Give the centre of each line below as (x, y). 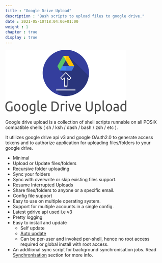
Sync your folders (31, 174)
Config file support (32, 196)
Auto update (33, 233)
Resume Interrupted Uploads (43, 185)
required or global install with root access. (64, 244)
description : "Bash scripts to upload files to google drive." (75, 16)
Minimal (21, 158)
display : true (21, 38)
